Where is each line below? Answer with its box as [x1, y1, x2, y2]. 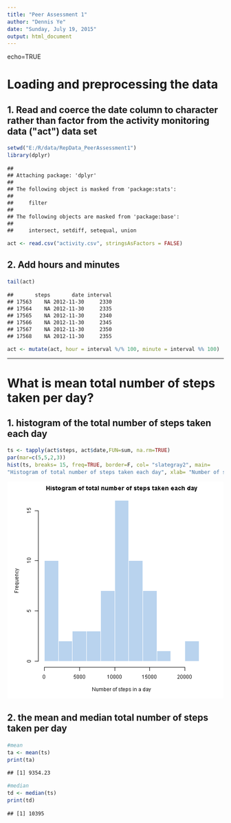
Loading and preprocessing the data [7, 76, 219, 92]
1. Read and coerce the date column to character [7, 104, 219, 116]
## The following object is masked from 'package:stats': [7, 186, 177, 193]
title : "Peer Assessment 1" [7, 11, 88, 18]
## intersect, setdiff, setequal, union [7, 227, 137, 234]
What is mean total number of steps [7, 375, 215, 391]
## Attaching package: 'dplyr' [7, 172, 97, 179]
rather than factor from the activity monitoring [7, 114, 210, 127]
